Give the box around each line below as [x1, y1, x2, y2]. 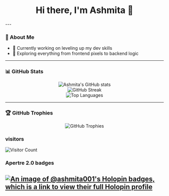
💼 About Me [5, 34, 35, 41]
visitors [5, 135, 24, 142]
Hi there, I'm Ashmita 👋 [35, 5, 134, 16]
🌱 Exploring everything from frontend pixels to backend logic [12, 50, 139, 57]
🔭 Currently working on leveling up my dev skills [12, 45, 112, 51]
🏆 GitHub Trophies [5, 110, 53, 117]
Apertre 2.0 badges [5, 159, 54, 166]
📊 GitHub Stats [5, 68, 44, 75]
